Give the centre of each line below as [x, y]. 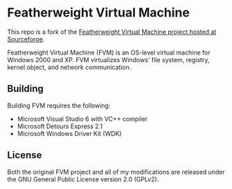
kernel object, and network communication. [69, 67]
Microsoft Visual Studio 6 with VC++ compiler [82, 119]
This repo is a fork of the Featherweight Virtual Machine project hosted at [112, 32]
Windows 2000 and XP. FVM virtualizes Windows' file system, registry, [108, 59]
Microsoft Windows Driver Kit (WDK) [70, 133]
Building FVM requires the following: [59, 106]
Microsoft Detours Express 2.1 [60, 126]
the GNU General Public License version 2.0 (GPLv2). [83, 179]
